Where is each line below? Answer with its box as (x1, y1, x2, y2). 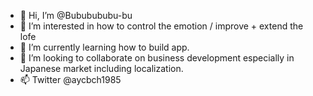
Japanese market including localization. (19, 63, 184, 74)
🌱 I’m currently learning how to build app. (19, 41, 190, 53)
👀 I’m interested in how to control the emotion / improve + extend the (19, 20, 304, 32)
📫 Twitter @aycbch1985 (19, 74, 122, 85)
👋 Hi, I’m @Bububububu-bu (19, 10, 133, 21)
